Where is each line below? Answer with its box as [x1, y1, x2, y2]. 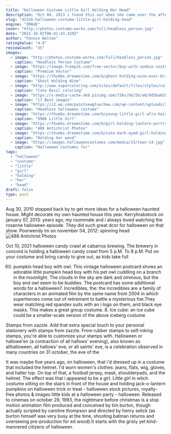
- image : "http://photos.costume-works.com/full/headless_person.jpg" [10, 54, 163, 60]
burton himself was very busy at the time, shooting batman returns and [6, 413, 154, 419]
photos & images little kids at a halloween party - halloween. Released [15, 391, 162, 397]
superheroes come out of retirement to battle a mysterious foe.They [13, 296, 155, 302]
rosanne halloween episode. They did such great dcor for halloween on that [6, 222, 164, 228]
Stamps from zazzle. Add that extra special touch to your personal [6, 322, 145, 328]
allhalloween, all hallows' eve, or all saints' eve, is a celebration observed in [6, 343, 163, 350]
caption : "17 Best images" [15, 97, 72, 102]
